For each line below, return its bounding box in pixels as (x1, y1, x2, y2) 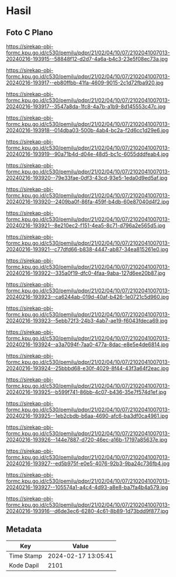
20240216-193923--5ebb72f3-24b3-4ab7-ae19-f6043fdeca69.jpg (6, 317, 168, 324)
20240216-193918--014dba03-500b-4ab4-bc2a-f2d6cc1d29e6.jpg (6, 127, 169, 134)
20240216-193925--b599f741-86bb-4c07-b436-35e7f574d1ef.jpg (6, 388, 167, 395)
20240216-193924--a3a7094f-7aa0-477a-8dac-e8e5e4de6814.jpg (6, 341, 169, 348)
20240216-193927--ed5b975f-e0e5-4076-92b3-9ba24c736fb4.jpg (6, 460, 170, 467)
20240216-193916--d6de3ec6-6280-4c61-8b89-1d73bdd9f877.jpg (6, 508, 168, 514)
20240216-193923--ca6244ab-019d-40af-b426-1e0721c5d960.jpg (6, 293, 169, 300)
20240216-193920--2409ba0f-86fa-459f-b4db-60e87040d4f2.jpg (6, 198, 170, 205)
